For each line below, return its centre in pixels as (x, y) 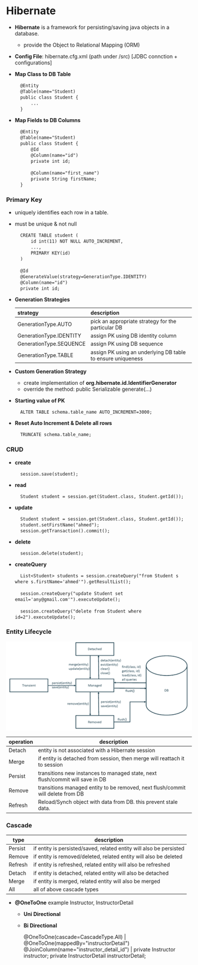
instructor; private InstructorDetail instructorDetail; (85, 956)
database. (27, 33)
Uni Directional (42, 914)
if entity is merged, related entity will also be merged (97, 881)
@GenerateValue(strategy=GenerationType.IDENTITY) (84, 277)
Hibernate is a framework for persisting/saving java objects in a (92, 27)
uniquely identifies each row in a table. (62, 212)
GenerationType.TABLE (45, 355)
